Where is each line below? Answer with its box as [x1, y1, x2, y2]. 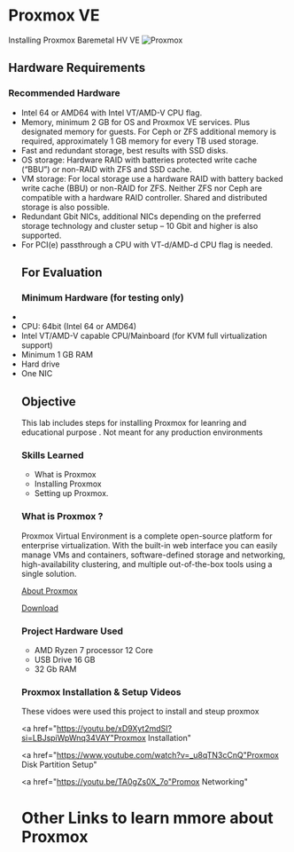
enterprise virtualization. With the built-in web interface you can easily [20, 540, 278, 550]
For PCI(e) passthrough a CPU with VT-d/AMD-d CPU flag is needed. [20, 239, 274, 249]
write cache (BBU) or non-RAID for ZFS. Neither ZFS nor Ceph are [20, 183, 263, 193]
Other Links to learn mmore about [20, 808, 274, 828]
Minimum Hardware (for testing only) [20, 291, 184, 304]
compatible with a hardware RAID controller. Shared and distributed [20, 192, 267, 202]
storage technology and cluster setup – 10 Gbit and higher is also [20, 220, 259, 231]
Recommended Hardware [8, 87, 120, 99]
